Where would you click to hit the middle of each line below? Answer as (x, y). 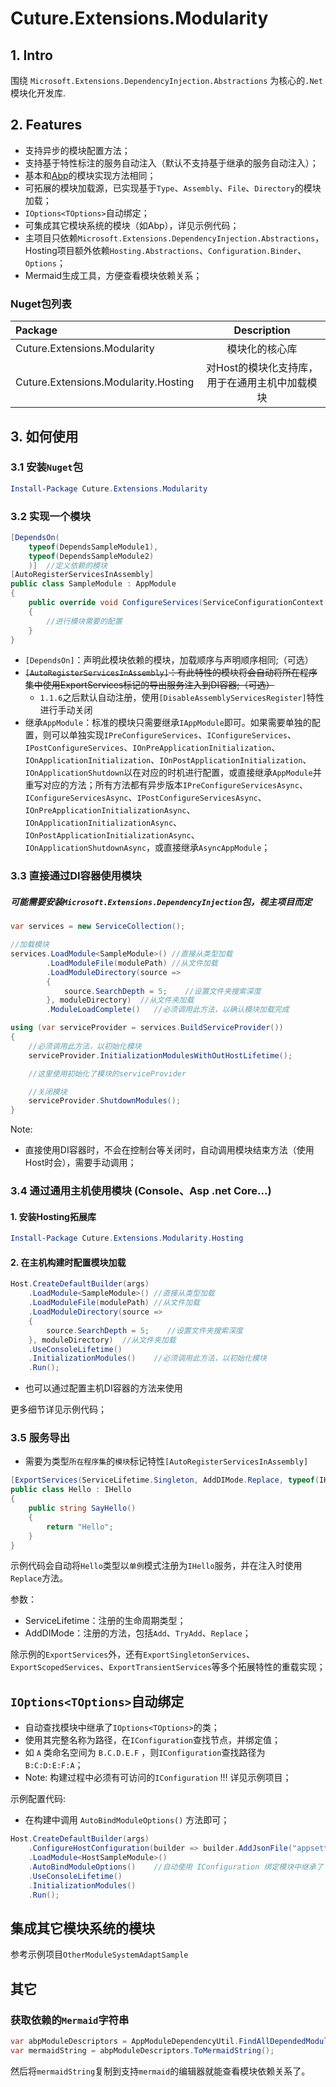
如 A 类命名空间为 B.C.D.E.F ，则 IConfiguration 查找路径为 (145, 1753)
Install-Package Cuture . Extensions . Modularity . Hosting (127, 1238)
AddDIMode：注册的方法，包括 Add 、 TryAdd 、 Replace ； (138, 1633)
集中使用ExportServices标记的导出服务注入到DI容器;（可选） (149, 685)
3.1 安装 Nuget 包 (47, 467)
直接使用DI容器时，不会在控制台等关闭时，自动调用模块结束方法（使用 (169, 1150)
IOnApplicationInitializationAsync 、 (103, 823)
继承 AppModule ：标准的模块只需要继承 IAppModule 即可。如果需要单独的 (168, 723)
